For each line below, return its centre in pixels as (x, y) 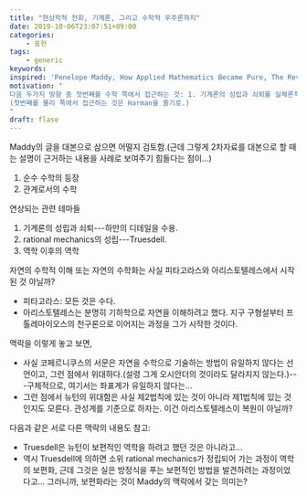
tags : (20, 52)
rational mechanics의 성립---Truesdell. (95, 239)
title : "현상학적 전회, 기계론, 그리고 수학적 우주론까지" (105, 18)
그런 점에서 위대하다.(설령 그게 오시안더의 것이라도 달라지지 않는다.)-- (173, 375)
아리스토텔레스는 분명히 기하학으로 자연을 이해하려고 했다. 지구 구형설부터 (153, 312)
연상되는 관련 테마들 (45, 209)
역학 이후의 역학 (51, 251)
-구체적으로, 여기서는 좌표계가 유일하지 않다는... (107, 385)
